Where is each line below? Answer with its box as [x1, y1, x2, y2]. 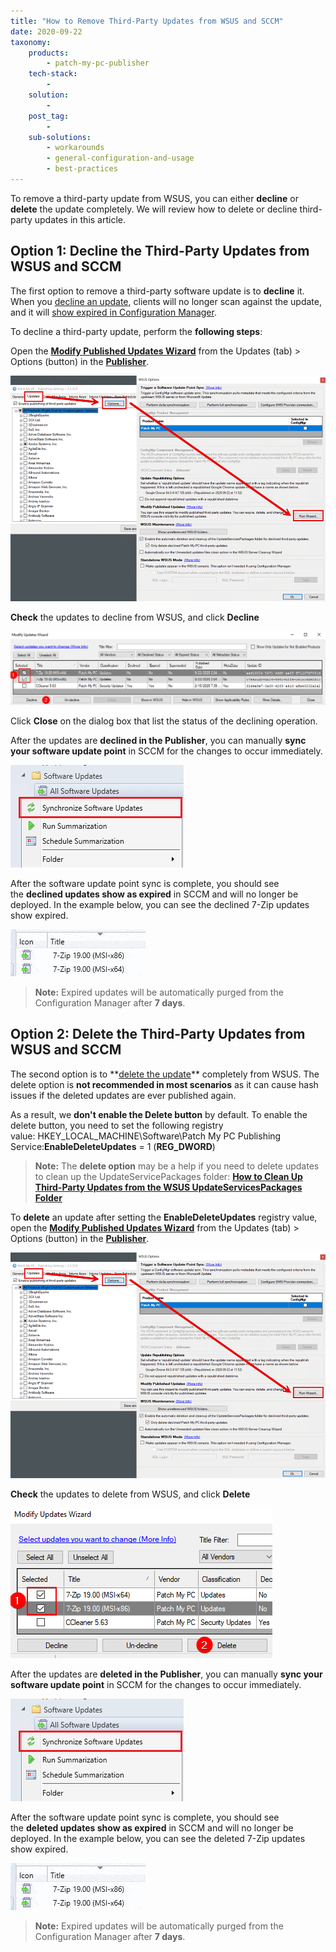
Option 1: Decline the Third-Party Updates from [10, 243, 310, 260]
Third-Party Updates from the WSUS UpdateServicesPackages [34, 1181, 303, 1193]
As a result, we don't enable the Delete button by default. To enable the [10, 1108, 308, 1120]
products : [28, 48, 70, 58]
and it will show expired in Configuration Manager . [10, 306, 217, 318]
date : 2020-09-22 [10, 26, 83, 37]
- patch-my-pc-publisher [46, 58, 150, 69]
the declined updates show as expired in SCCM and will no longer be [10, 888, 299, 900]
